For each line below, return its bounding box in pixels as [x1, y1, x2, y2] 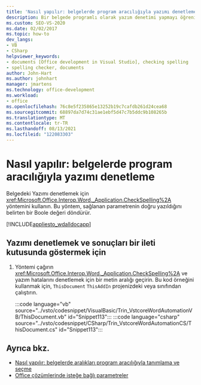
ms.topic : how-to [6, 31, 50, 37]
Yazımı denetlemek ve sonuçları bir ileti [6, 238, 156, 248]
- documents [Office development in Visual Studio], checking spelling [6, 59, 188, 65]
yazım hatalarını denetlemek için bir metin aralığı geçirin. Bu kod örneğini [14, 276, 194, 283]
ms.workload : [6, 92, 39, 98]
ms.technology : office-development [6, 87, 95, 93]
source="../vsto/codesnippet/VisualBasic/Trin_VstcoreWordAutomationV [14, 306, 193, 314]
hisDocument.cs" [14, 326, 58, 333]
